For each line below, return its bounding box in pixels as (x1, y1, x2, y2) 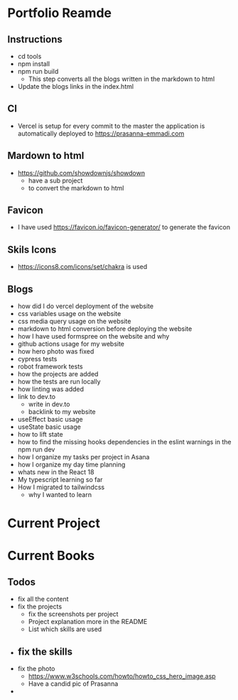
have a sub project (28, 176, 83, 185)
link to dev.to (17, 393, 55, 401)
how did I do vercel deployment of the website (17, 302, 154, 310)
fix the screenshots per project (28, 610, 119, 618)
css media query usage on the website (17, 317, 131, 326)
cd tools (17, 52, 42, 60)
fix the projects (17, 602, 63, 611)
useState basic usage (17, 422, 82, 431)
